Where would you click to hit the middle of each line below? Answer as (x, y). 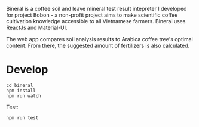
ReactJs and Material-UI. (37, 27)
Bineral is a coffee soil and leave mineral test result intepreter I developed (97, 9)
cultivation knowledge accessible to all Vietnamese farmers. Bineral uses (96, 21)
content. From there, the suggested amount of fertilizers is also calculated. (98, 45)
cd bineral (20, 85)
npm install (21, 91)
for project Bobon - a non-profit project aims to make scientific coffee (92, 15)
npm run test (22, 118)
